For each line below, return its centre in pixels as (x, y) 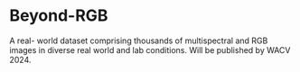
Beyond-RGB (59, 16)
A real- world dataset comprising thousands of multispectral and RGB (139, 40)
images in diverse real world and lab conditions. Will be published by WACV (150, 49)
